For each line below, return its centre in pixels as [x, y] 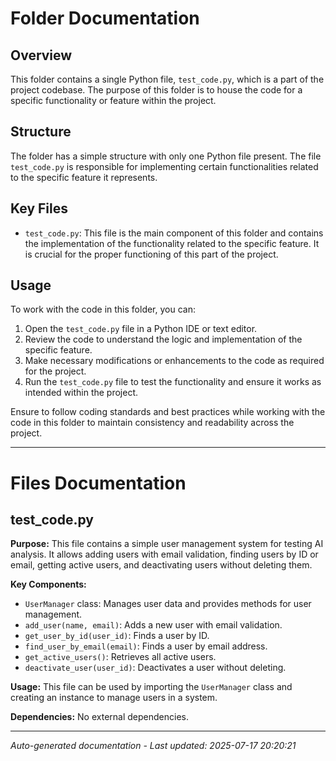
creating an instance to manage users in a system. [114, 698]
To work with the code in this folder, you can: [103, 309]
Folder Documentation [105, 18]
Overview [41, 55]
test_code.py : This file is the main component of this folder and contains [174, 233]
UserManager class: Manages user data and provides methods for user [168, 604]
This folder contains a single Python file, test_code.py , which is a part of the [167, 79]
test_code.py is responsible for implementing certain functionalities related [164, 166]
